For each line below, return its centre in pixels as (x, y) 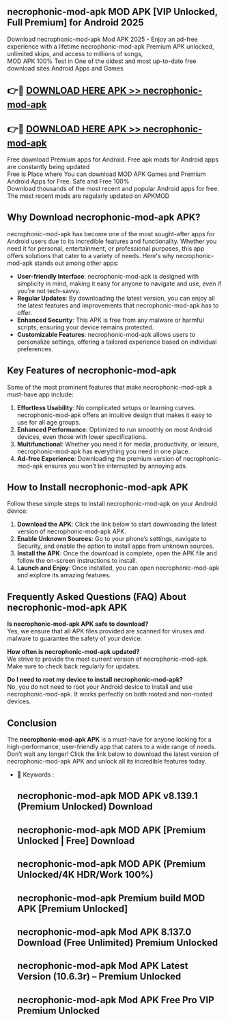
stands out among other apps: (76, 263)
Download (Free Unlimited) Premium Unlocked (117, 943)
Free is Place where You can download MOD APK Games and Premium (106, 174)
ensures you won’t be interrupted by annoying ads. (116, 466)
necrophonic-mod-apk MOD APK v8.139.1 (107, 796)
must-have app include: (40, 394)
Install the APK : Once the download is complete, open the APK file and (117, 553)
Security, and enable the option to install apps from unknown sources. (115, 546)
